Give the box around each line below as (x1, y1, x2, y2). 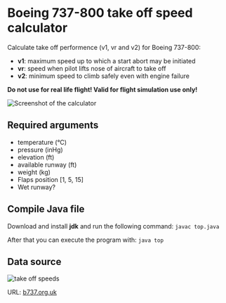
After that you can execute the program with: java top (7, 236, 164, 244)
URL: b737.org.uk (7, 288, 58, 297)
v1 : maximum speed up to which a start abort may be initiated (17, 56, 196, 65)
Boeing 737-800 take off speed (7, 5, 193, 21)
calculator (7, 20, 68, 36)
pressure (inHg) (17, 146, 63, 154)
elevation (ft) (17, 153, 55, 161)
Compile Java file (7, 203, 85, 215)
